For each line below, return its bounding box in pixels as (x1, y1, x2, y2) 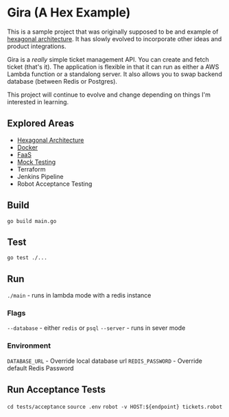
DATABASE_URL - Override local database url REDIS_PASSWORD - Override (7, 357, 202, 365)
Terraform (16, 165, 46, 173)
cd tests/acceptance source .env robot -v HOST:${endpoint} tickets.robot (7, 403, 223, 410)
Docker (16, 143, 38, 152)
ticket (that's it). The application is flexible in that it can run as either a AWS (7, 62, 219, 71)
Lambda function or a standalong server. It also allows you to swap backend (7, 70, 223, 78)
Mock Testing (16, 158, 56, 166)
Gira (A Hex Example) (7, 5, 131, 21)
